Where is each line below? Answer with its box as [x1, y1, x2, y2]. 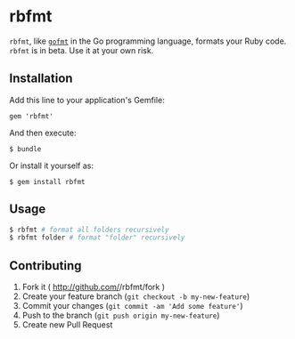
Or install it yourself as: [9, 160, 94, 171]
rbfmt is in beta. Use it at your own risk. [9, 44, 154, 55]
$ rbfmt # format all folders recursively [9, 225, 169, 234]
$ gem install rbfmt [9, 177, 86, 186]
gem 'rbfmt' [9, 111, 53, 121]
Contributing [9, 258, 82, 273]
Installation [9, 71, 73, 86]
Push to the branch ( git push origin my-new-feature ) [21, 310, 220, 321]
